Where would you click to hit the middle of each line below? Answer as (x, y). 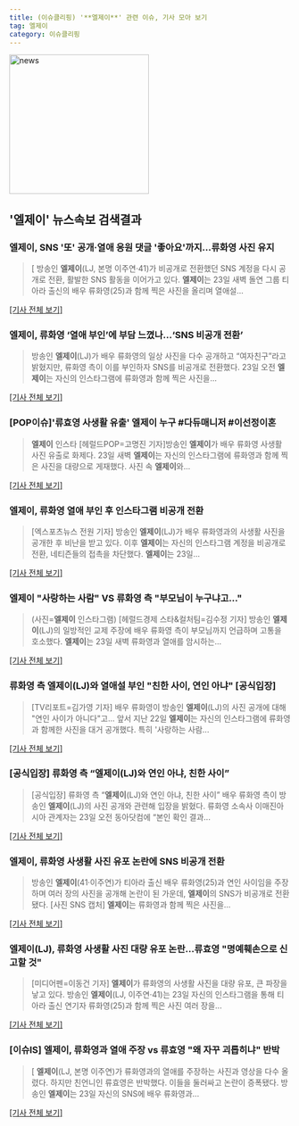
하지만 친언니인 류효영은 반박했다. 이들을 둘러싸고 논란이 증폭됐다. (165, 1082)
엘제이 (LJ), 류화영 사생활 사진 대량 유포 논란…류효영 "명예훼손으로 (143, 949)
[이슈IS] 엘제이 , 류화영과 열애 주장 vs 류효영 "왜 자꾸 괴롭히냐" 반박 (145, 1050)
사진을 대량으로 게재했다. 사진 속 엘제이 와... (116, 466)
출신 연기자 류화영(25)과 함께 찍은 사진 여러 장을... (135, 1006)
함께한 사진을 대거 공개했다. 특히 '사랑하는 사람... (125, 729)
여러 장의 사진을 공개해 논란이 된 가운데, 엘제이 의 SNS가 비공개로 (161, 894)
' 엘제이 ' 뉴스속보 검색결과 (75, 219)
